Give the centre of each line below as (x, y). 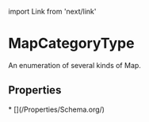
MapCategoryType (71, 44)
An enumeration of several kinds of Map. (74, 65)
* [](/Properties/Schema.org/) (57, 109)
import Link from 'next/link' (52, 11)
